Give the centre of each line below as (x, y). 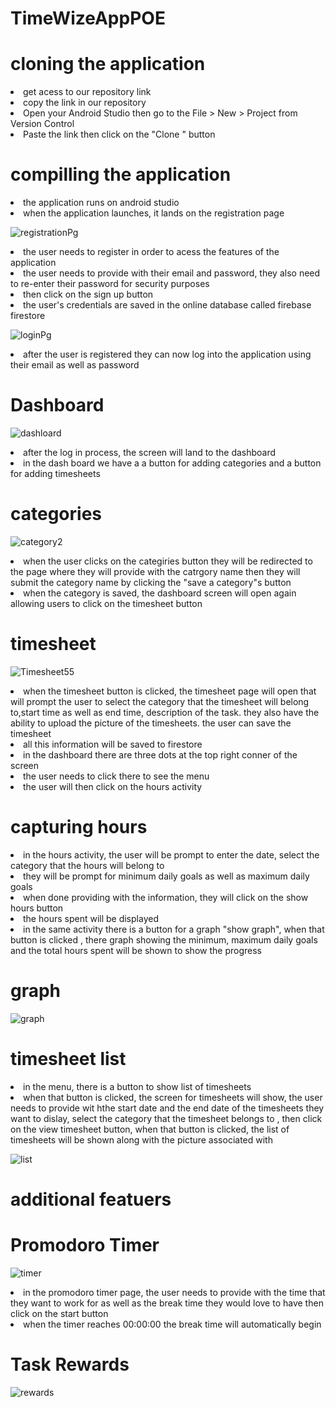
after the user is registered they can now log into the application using (167, 354)
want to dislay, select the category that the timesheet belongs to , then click (166, 1118)
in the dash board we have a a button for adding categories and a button (172, 463)
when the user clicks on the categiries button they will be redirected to (168, 561)
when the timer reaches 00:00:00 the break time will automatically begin (172, 1324)
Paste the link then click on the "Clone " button (119, 134)
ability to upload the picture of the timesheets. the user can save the (151, 723)
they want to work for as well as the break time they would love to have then (167, 1303)
